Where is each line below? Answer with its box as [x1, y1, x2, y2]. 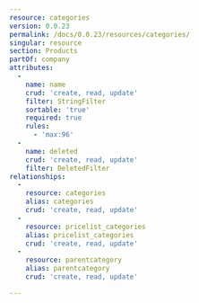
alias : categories [25, 197, 94, 207]
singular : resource [9, 38, 82, 48]
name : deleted [25, 147, 78, 156]
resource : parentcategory [25, 255, 123, 265]
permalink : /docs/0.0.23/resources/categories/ [9, 30, 191, 39]
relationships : [9, 172, 66, 181]
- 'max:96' [32, 130, 74, 139]
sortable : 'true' [25, 105, 91, 114]
